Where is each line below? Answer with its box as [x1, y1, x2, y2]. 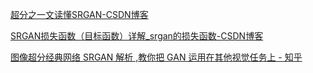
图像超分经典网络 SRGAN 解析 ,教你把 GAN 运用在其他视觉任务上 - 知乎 [10, 51, 303, 63]
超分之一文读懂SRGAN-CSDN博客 [10, 9, 149, 20]
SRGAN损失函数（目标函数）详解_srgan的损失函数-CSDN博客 [10, 30, 264, 42]
